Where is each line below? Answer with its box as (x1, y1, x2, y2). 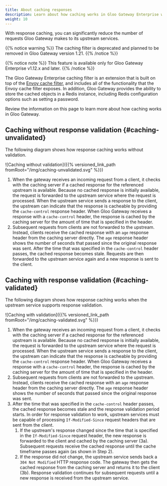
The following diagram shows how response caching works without (5, 147, 144, 153)
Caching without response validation (5, 126, 122, 134)
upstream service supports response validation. (5, 302, 103, 308)
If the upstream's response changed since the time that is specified (19, 427, 158, 433)
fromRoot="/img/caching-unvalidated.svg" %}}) (5, 167, 103, 173)
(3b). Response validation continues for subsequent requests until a (19, 470, 159, 476)
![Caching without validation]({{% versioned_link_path (5, 162, 116, 167)
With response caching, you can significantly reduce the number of (5, 30, 143, 36)
